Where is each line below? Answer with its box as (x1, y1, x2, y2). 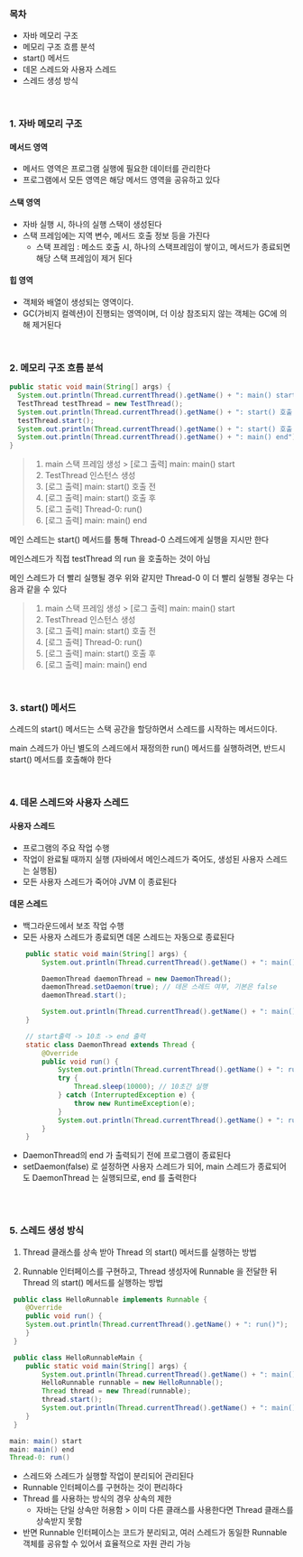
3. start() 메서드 (9, 702, 77, 714)
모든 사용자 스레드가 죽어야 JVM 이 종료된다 (22, 876, 178, 887)
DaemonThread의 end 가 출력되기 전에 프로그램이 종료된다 (22, 1150, 232, 1161)
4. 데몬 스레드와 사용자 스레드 (9, 797, 129, 809)
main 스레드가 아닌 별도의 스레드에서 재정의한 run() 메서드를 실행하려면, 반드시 (9, 742, 286, 754)
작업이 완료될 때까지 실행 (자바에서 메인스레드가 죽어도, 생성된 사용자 (22, 853, 264, 864)
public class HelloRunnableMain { (13, 1353, 143, 1362)
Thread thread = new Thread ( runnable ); (41, 1387, 192, 1396)
